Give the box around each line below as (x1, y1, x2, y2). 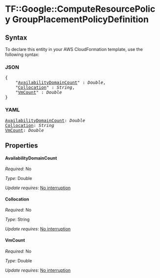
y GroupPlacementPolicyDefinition (5, 14, 149, 25)
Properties (5, 141, 38, 150)
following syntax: (5, 51, 40, 57)
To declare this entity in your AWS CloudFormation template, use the (5, 47, 143, 52)
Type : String (5, 217, 30, 223)
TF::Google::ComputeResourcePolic (5, 3, 156, 15)
